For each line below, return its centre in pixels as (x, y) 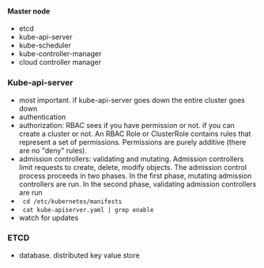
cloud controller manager (60, 62)
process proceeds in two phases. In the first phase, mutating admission (135, 176)
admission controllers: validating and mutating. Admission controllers (131, 159)
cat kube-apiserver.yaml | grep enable (88, 209)
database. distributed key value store (79, 255)
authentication (42, 117)
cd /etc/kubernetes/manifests (72, 202)
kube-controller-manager (60, 54)
